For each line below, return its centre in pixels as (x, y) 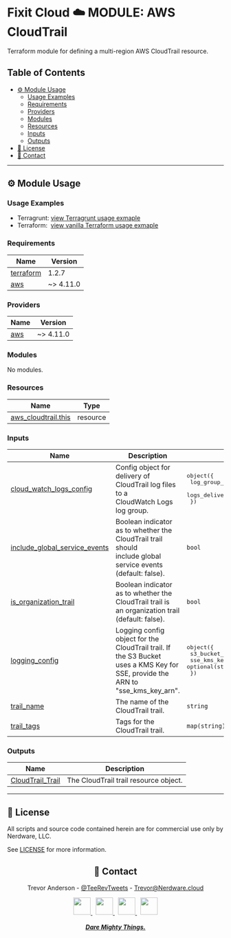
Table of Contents (46, 73)
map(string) (206, 726)
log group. (132, 510)
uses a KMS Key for (147, 664)
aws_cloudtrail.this (41, 417)
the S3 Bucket (139, 656)
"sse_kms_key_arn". (148, 690)
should (126, 547)
